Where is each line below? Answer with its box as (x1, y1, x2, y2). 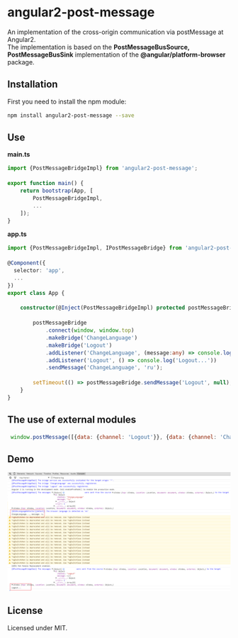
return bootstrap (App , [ (20, 187, 93, 195)
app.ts (7, 230, 27, 238)
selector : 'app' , (13, 267, 65, 274)
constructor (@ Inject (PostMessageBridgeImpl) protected (20, 304, 186, 312)
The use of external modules (7, 414, 137, 426)
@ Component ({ (7, 259, 46, 267)
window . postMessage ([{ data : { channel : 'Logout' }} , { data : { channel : (10, 433, 217, 440)
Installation (7, 79, 58, 91)
